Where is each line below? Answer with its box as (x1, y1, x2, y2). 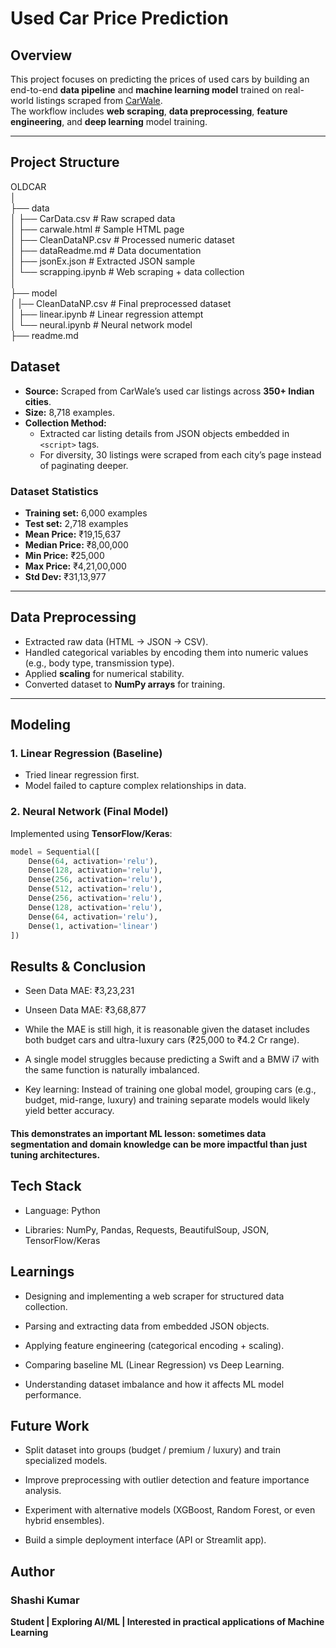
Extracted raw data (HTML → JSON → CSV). (24, 635, 209, 647)
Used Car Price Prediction (10, 7, 229, 30)
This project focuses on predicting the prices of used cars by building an (10, 73, 310, 85)
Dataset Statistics (10, 484, 99, 498)
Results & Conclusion (10, 958, 147, 975)
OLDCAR (10, 180, 47, 192)
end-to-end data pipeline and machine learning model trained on (10, 84, 283, 96)
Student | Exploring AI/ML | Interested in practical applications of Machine (10, 1616, 325, 1627)
